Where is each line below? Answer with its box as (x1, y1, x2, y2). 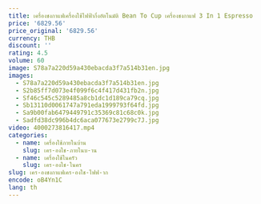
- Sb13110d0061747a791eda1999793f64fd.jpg (15, 101, 159, 109)
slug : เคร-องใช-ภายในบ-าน (22, 146, 98, 154)
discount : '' (8, 42, 52, 50)
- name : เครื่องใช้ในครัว (15, 153, 78, 161)
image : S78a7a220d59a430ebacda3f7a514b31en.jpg (8, 64, 171, 72)
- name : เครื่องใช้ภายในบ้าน (15, 138, 86, 147)
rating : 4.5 (8, 49, 48, 57)
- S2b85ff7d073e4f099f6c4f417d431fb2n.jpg (15, 86, 159, 95)
